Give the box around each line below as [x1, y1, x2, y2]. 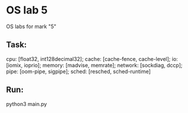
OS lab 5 [6, 4, 48, 17]
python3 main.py [6, 100, 47, 107]
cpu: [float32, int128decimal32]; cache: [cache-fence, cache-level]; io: [6, 55, 178, 62]
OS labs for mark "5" [6, 23, 57, 30]
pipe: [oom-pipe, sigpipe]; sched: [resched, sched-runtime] [6, 68, 151, 75]
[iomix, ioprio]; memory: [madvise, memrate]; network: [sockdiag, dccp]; [6, 61, 183, 69]
